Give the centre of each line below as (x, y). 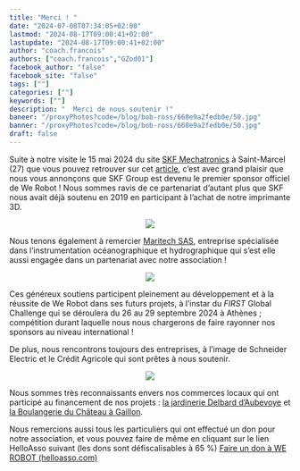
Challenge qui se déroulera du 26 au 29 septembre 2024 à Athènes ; (135, 313)
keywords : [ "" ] (37, 101)
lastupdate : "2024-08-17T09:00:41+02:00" (87, 42)
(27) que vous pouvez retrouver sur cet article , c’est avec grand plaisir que (146, 168)
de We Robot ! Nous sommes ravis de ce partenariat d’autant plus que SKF (146, 188)
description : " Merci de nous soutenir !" (92, 109)
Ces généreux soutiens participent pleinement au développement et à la (142, 294)
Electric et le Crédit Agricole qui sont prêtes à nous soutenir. (120, 358)
